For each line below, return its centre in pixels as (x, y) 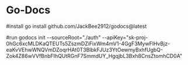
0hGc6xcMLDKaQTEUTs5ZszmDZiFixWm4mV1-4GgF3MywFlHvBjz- (88, 44)
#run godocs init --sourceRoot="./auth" (53, 37)
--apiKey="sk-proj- (125, 37)
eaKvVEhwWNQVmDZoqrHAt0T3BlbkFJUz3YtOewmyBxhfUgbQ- (85, 49)
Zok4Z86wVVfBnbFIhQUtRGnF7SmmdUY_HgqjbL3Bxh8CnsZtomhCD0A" (94, 56)
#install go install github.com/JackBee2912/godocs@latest (76, 26)
